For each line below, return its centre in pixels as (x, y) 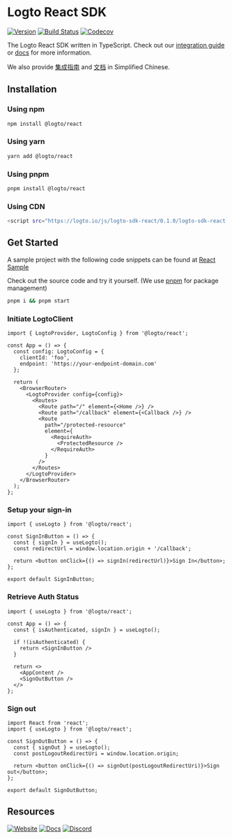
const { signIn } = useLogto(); (61, 543)
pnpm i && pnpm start (39, 301)
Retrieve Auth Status (43, 597)
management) (27, 288)
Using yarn (26, 142)
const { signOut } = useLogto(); (62, 747)
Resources (31, 812)
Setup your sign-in (39, 510)
